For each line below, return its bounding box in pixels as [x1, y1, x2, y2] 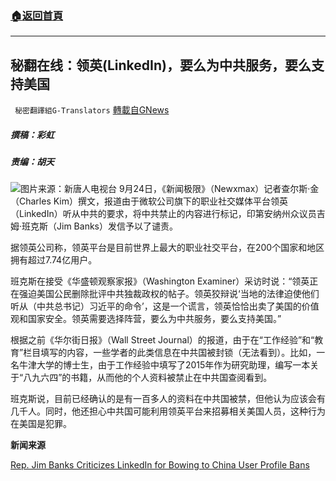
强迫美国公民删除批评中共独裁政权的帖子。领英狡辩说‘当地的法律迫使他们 [18, 288, 320, 300]
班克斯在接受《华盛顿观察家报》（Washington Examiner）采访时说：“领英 [10, 275, 310, 287]
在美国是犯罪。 [10, 418, 72, 430]
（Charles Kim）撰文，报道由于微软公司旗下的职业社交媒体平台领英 [10, 195, 289, 207]
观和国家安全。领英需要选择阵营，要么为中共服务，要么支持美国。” [10, 313, 282, 325]
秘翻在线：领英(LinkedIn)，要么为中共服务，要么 [10, 57, 312, 74]
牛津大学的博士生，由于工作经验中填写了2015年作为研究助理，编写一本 [18, 359, 311, 371]
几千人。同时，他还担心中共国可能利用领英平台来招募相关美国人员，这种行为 [10, 405, 326, 417]
